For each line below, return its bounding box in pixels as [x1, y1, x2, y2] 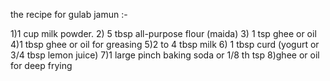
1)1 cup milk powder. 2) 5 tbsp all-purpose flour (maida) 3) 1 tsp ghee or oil [10, 28, 317, 39]
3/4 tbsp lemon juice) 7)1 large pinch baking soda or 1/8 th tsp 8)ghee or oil [10, 49, 320, 61]
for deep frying [10, 60, 73, 71]
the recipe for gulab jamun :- [10, 9, 128, 20]
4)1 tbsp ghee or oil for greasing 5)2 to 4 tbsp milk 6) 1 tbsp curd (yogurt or [10, 39, 320, 50]
